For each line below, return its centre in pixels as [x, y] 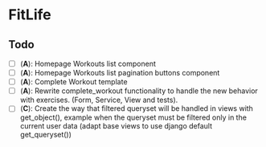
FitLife [30, 15]
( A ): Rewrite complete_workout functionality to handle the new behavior [139, 91]
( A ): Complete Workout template [74, 82]
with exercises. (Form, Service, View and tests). [99, 100]
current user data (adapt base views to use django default [116, 126]
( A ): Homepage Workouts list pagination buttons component [120, 73]
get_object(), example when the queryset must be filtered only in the [133, 117]
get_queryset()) [46, 135]
